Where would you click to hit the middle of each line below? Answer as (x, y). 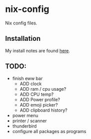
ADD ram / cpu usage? (43, 89)
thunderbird (25, 126)
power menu (25, 115)
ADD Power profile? (40, 99)
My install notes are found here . (38, 50)
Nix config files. (21, 23)
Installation (23, 39)
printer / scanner (30, 121)
